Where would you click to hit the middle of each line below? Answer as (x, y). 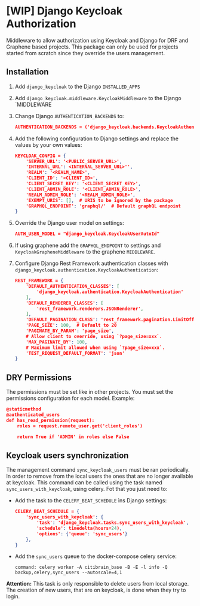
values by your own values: (48, 144)
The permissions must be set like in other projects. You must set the (90, 392)
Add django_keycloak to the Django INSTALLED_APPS (77, 86)
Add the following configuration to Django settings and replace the (97, 138)
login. (13, 596)
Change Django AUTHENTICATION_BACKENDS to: (69, 116)
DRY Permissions (39, 377)
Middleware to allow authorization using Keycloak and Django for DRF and (97, 40)
